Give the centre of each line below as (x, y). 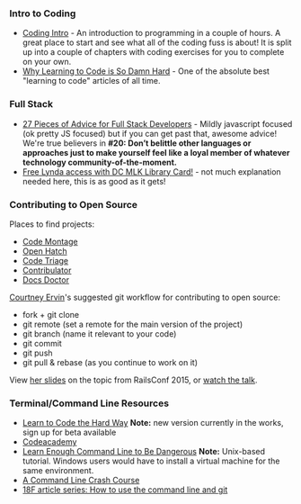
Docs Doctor (46, 279)
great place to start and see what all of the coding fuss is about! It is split (157, 42)
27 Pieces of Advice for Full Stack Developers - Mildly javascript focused (157, 123)
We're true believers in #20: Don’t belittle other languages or (137, 143)
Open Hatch (44, 251)
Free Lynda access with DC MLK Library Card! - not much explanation (151, 171)
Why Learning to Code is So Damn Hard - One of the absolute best (146, 71)
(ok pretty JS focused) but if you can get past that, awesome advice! (149, 133)
